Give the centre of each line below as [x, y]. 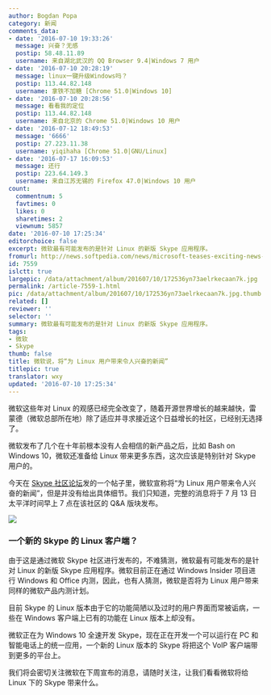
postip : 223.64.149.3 [52, 174]
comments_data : [34, 31]
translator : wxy [35, 377]
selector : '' [30, 316]
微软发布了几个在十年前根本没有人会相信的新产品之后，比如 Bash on [122, 445]
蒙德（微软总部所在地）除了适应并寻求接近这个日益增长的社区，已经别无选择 [135, 418]
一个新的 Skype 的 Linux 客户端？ [73, 541]
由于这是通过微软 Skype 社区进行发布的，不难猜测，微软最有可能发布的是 [130, 560]
